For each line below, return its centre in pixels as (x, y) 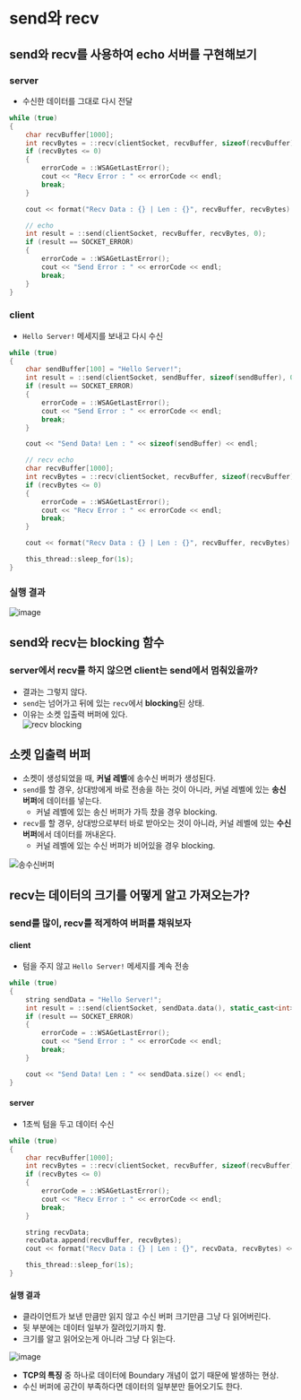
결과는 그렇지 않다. (55, 691)
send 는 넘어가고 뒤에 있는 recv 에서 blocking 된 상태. (113, 703)
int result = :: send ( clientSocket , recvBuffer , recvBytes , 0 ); (146, 234)
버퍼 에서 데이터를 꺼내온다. (69, 834)
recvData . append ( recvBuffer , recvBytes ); (103, 1240)
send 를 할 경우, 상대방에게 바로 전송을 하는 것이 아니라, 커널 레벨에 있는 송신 (154, 789)
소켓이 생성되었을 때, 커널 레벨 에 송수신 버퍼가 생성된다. (119, 778)
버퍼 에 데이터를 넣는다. (62, 800)
